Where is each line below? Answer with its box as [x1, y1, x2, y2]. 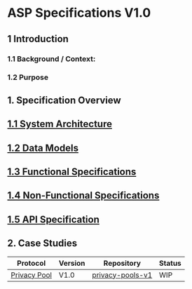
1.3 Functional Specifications [7, 166, 137, 177]
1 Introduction [7, 33, 69, 45]
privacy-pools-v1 [92, 270, 153, 280]
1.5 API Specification [7, 213, 100, 225]
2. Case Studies [7, 237, 78, 250]
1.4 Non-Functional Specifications [7, 189, 160, 201]
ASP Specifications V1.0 [7, 5, 151, 21]
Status [158, 258, 182, 268]
